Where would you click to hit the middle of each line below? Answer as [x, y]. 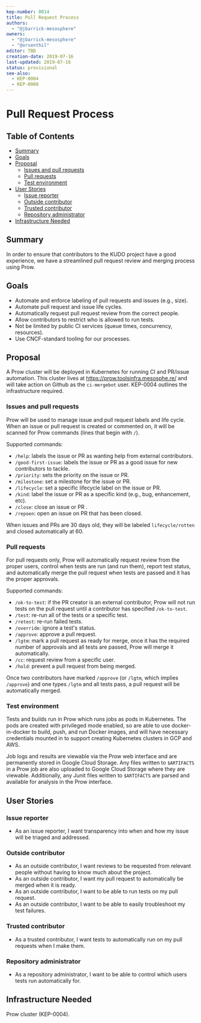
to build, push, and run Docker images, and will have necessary [110, 732]
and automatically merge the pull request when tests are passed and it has [98, 573]
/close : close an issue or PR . [51, 507]
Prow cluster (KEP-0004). [38, 1014]
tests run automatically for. [48, 980]
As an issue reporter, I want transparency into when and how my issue [102, 831]
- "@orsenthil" [31, 46]
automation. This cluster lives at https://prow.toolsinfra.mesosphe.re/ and [97, 378]
